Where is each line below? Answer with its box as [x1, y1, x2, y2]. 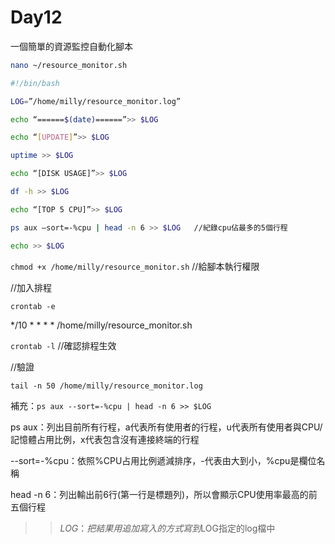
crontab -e [10, 301, 56, 311]
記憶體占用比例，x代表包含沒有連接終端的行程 [10, 433, 200, 445]
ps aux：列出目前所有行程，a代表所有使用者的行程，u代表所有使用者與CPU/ [10, 421, 323, 433]
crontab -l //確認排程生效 [10, 339, 117, 351]
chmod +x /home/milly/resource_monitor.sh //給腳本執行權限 [10, 260, 260, 272]
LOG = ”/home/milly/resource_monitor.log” [10, 96, 182, 106]
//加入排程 [10, 281, 53, 293]
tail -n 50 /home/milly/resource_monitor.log [10, 381, 203, 391]
